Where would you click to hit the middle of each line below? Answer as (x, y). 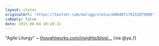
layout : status (21, 10)
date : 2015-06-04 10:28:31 (33, 24)
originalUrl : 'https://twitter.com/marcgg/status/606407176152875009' (80, 14)
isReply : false (21, 19)
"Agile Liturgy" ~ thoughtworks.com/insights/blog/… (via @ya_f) (71, 38)
